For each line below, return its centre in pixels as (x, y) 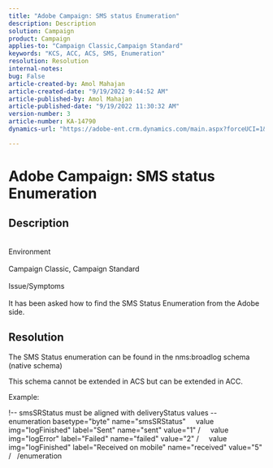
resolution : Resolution (49, 62)
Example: (24, 397)
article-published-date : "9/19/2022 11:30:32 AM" (94, 106)
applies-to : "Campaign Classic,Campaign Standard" (96, 46)
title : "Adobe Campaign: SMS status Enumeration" (94, 16)
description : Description (52, 24)
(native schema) (35, 365)
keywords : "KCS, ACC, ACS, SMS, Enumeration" (87, 54)
